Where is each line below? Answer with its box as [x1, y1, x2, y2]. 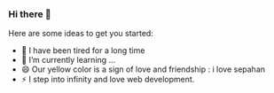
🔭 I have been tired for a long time [20, 45, 145, 56]
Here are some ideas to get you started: [8, 28, 154, 39]
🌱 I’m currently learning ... [20, 55, 116, 66]
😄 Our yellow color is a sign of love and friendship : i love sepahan [20, 64, 266, 74]
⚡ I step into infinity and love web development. [20, 74, 195, 85]
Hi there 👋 [8, 8, 52, 20]
